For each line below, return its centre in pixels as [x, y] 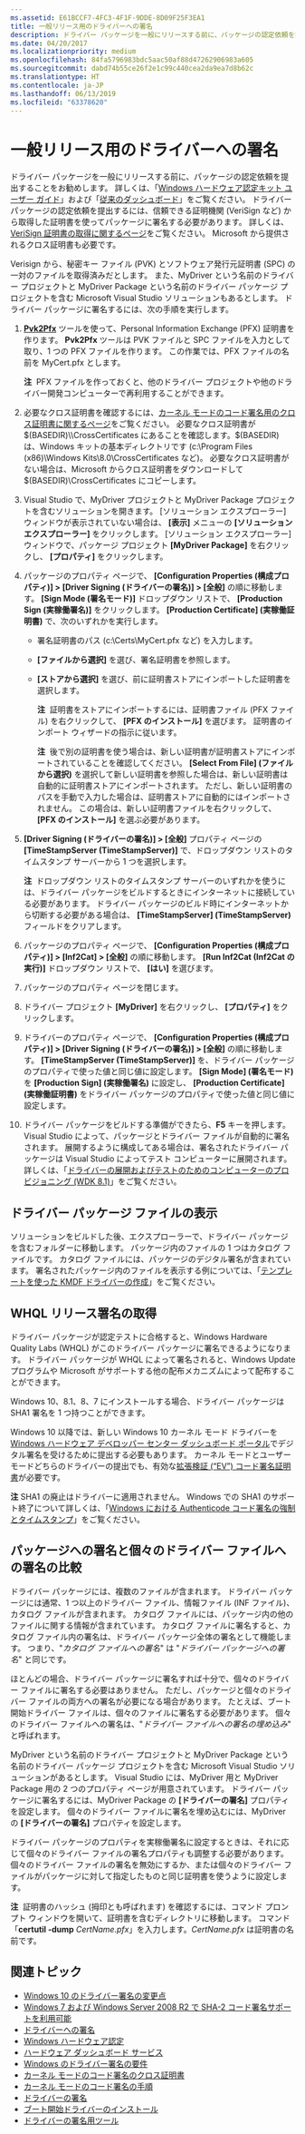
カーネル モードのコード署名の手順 [88, 2086]
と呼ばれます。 [38, 1735]
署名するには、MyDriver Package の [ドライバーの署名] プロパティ [165, 1800]
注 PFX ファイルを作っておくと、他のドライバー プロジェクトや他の [150, 382]
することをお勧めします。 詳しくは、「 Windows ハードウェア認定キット [150, 188]
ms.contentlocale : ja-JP [57, 85]
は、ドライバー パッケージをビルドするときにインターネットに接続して [155, 892]
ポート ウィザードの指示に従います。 [113, 732]
